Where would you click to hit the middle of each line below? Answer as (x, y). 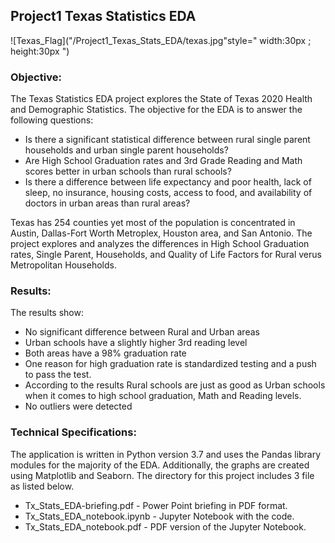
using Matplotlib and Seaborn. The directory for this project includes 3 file (162, 475)
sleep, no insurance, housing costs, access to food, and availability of (168, 193)
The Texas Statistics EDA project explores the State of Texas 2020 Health (161, 99)
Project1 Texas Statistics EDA (103, 16)
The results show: (47, 313)
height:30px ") (40, 51)
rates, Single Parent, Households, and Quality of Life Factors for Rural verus (166, 255)
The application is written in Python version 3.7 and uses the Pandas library (166, 454)
